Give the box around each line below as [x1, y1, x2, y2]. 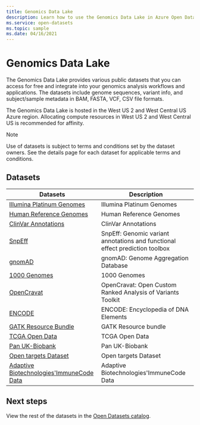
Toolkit [101, 296, 120, 304]
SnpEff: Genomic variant [101, 229, 170, 237]
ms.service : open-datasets [6, 20, 73, 26]
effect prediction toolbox [101, 244, 170, 252]
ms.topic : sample [6, 25, 49, 32]
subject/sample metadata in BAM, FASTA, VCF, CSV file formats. [6, 95, 164, 103]
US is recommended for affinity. [6, 120, 85, 127]
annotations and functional [101, 237, 176, 245]
